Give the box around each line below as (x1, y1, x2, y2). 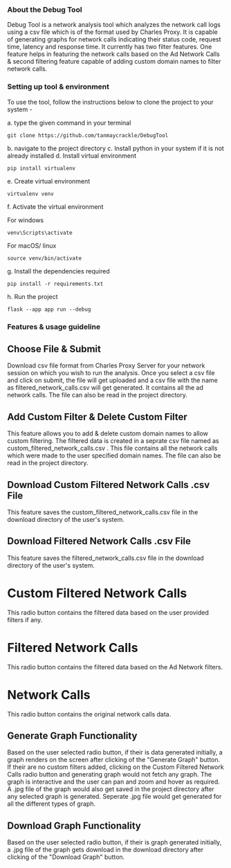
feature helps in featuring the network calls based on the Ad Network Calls (7, 50, 220, 58)
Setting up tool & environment (7, 82, 109, 91)
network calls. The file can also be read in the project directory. (7, 391, 188, 399)
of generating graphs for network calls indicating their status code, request (7, 35, 221, 44)
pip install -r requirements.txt (7, 280, 104, 287)
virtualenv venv (7, 190, 54, 197)
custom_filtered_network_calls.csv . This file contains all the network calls (7, 444, 218, 453)
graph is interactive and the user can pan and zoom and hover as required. (7, 777, 220, 786)
